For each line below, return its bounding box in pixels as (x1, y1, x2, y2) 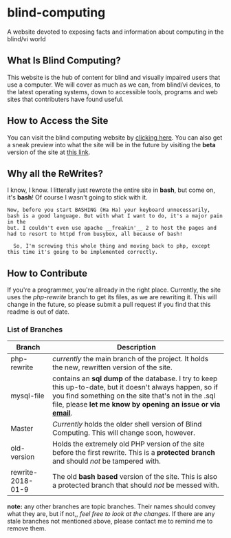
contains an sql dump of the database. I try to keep (52, 374, 218, 383)
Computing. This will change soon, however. (52, 428, 196, 438)
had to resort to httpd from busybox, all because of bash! (7, 230, 184, 238)
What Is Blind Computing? (7, 55, 122, 67)
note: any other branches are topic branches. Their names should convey (7, 502, 216, 510)
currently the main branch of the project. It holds (52, 354, 208, 364)
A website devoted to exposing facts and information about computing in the (7, 28, 224, 36)
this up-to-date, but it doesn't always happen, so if (52, 383, 219, 392)
